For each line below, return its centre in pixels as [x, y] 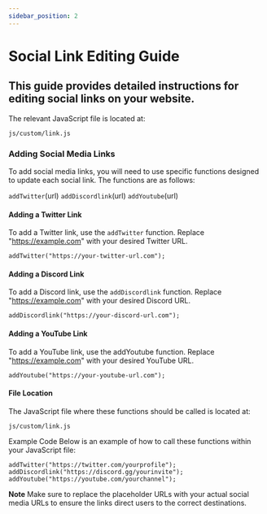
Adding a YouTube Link [48, 333]
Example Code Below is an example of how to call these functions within [130, 441]
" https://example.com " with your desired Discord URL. [100, 301]
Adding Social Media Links [62, 154]
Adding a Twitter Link [45, 214]
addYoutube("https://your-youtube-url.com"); [87, 375]
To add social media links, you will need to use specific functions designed [134, 171]
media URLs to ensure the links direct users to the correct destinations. [127, 503]
